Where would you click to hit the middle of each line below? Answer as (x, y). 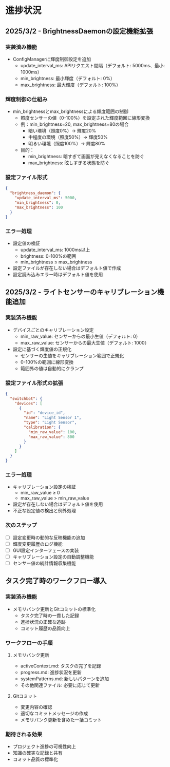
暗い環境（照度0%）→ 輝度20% (62, 131)
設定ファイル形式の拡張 (34, 383)
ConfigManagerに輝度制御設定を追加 (52, 59)
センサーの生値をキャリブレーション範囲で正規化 (72, 355)
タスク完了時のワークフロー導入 (56, 581)
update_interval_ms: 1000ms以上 (55, 250)
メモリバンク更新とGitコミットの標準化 (54, 609)
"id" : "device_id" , (45, 413)
